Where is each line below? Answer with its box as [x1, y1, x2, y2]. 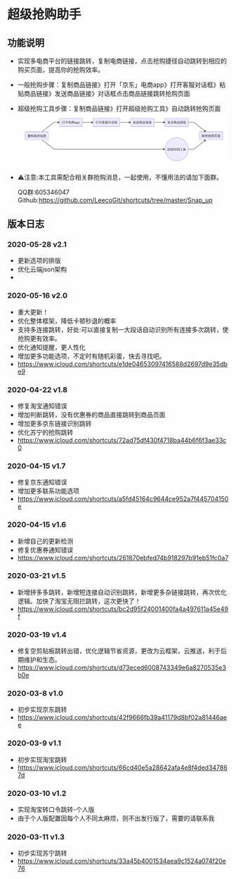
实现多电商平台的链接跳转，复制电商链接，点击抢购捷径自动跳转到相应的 [17, 57, 227, 65]
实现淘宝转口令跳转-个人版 [17, 805, 95, 813]
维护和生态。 [23, 656, 61, 664]
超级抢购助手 [7, 6, 82, 23]
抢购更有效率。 [17, 334, 61, 343]
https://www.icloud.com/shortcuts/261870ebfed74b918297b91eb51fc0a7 [17, 553, 229, 562]
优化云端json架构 [17, 265, 67, 273]
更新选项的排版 [17, 257, 61, 265]
